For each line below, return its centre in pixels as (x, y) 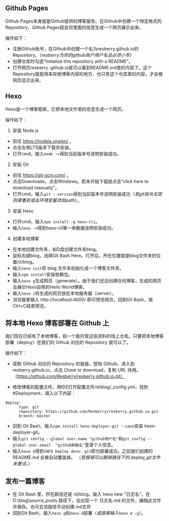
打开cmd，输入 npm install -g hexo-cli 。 (56, 221)
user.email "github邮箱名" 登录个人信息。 (72, 445)
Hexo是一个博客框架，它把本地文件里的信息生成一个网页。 (66, 109)
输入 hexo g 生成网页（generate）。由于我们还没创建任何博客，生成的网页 (87, 281)
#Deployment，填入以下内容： (44, 393)
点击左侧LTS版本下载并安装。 (43, 147)
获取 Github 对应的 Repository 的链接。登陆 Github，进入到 (73, 364)
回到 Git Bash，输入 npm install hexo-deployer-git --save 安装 (78, 426)
